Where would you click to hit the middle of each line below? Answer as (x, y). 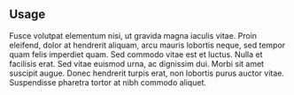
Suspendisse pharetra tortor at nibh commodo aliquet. (108, 82)
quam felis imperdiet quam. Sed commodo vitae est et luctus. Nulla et (136, 54)
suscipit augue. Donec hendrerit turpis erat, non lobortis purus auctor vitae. (147, 73)
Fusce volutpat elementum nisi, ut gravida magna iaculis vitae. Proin (133, 35)
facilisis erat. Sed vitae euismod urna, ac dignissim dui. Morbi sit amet (136, 63)
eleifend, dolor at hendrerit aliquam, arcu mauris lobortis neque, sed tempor (147, 45)
